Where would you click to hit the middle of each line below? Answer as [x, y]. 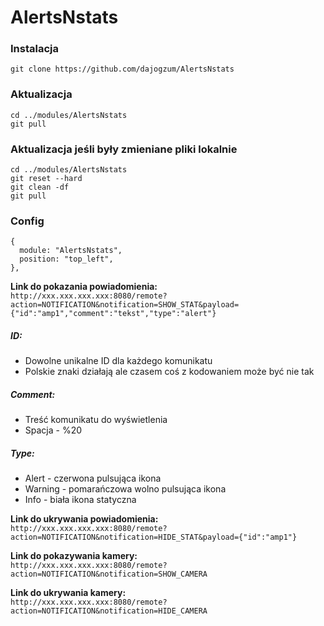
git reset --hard [46, 179]
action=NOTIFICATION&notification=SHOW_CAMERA [109, 574]
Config [27, 221]
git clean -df [40, 187]
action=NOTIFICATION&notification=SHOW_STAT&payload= [125, 305]
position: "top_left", [66, 259]
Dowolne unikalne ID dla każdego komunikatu [118, 361]
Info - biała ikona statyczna [80, 500]
